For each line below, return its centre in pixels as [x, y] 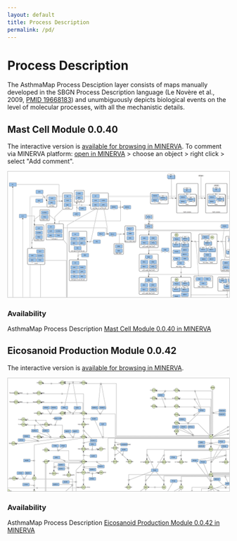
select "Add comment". [41, 161]
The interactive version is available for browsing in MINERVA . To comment [115, 146]
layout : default [31, 15]
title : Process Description [49, 22]
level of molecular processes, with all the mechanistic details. [96, 107]
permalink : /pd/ [31, 30]
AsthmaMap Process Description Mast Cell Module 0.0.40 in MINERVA [109, 329]
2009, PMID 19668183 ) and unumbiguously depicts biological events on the [117, 100]
